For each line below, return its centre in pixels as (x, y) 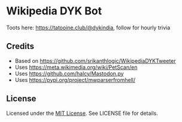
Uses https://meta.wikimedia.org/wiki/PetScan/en (76, 67)
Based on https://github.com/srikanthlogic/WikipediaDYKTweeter (95, 60)
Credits (20, 46)
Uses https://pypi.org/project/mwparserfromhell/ (75, 80)
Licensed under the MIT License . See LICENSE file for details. (82, 113)
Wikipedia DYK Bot (54, 11)
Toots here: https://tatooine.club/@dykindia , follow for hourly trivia (88, 28)
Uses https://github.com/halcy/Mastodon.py (69, 74)
